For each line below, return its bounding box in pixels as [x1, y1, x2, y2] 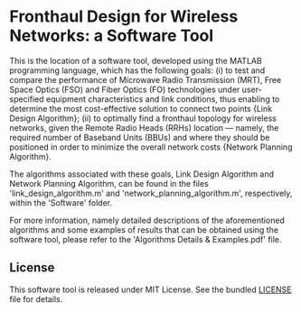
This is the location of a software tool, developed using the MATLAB [9, 55, 262, 66]
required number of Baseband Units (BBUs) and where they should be [9, 132, 270, 142]
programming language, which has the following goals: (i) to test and [9, 65, 266, 76]
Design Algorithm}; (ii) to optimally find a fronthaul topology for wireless [9, 113, 277, 124]
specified [9, 93, 44, 105]
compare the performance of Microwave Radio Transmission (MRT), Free [9, 74, 282, 85]
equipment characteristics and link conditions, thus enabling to [45, 93, 280, 105]
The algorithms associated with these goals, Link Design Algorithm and [9, 169, 274, 179]
